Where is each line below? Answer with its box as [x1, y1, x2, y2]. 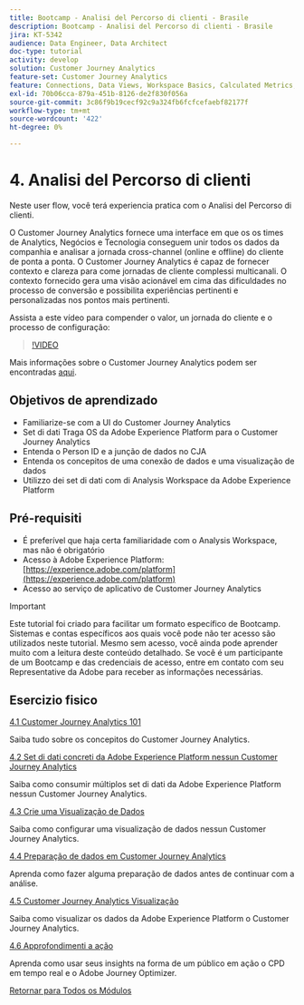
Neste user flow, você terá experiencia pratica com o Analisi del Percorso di [9, 200, 292, 210]
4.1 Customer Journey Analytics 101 [9, 717, 142, 727]
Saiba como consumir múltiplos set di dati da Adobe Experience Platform [9, 779, 282, 790]
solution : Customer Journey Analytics [9, 64, 156, 73]
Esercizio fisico [9, 692, 98, 707]
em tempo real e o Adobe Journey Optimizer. [9, 968, 177, 979]
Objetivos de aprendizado [9, 393, 158, 408]
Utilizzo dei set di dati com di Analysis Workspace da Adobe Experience [22, 474, 291, 485]
